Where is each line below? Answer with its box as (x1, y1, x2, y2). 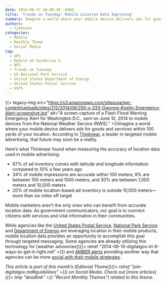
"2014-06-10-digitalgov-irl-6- (99, 243, 160, 249)
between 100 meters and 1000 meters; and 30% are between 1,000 (12, 177, 150, 183)
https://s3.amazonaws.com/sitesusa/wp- (48, 99, 132, 105)
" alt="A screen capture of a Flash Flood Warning (46, 110, 147, 116)
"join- (130, 264, 142, 270)
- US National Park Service (9, 72, 68, 77)
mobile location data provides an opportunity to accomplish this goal (5, 233, 145, 239)
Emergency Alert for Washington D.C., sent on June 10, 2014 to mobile (5, 115, 148, 121)
